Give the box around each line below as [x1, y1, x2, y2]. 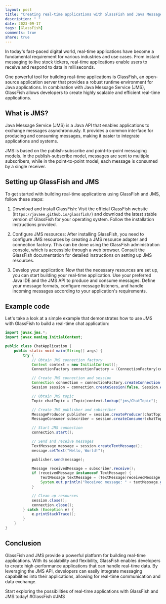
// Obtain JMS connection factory [31, 357, 103, 363]
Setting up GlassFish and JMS [5, 178, 99, 186]
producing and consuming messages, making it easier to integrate [5, 133, 140, 139]
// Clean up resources [31, 493, 79, 498]
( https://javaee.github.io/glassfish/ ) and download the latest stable [12, 211, 157, 217]
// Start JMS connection [31, 425, 83, 430]
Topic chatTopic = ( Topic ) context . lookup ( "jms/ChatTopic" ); [31, 398, 158, 403]
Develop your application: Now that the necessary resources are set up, [12, 267, 159, 273]
